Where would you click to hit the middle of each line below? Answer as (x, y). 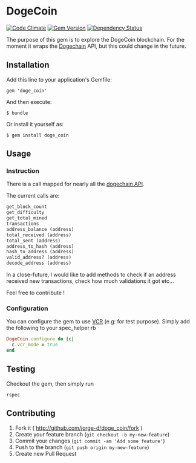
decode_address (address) (39, 263)
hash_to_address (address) (40, 252)
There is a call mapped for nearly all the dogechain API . (75, 184)
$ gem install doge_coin (38, 135)
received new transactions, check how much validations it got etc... (90, 281)
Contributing (31, 413)
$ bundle (17, 113)
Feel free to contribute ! (36, 293)
